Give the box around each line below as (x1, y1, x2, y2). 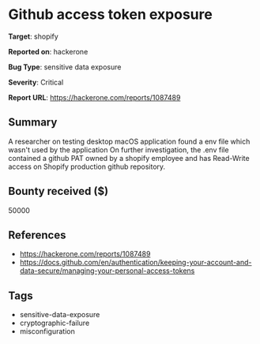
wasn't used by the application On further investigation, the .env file (8, 144, 229, 155)
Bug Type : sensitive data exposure (8, 62, 122, 72)
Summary (8, 116, 58, 129)
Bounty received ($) (8, 185, 109, 198)
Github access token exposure (8, 6, 213, 24)
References (8, 228, 66, 241)
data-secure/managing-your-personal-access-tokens (19, 266, 195, 275)
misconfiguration (19, 327, 75, 336)
